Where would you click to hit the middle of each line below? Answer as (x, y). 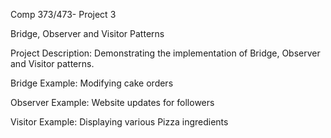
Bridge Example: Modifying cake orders (92, 83)
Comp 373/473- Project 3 (63, 14)
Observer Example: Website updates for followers (112, 102)
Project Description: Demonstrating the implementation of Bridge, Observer (165, 53)
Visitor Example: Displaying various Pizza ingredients (119, 122)
